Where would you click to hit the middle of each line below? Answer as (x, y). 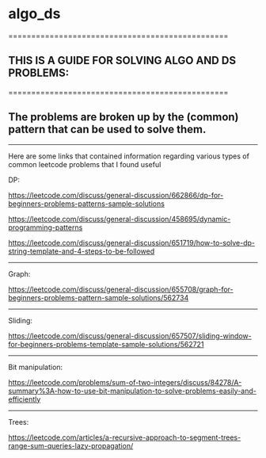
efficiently (25, 399)
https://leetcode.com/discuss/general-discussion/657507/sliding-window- (130, 336)
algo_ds (34, 14)
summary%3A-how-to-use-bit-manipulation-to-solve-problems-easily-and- (133, 391)
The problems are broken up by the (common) (123, 117)
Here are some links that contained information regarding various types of (129, 156)
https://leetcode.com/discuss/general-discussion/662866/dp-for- (116, 195)
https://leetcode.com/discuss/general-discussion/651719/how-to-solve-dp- (132, 242)
